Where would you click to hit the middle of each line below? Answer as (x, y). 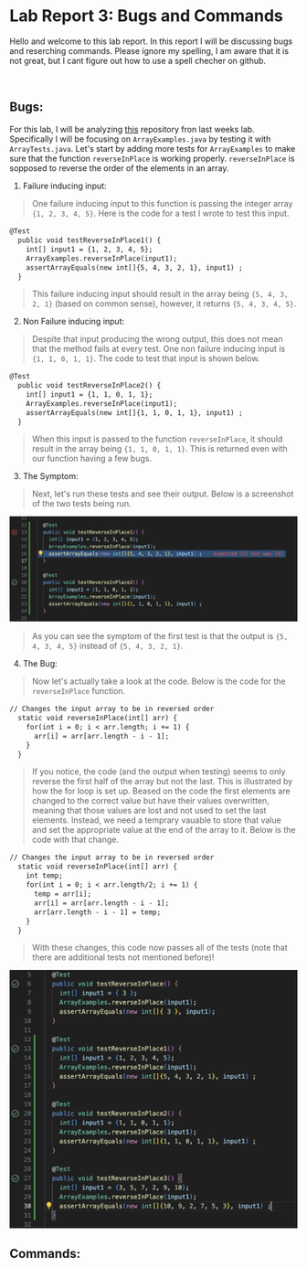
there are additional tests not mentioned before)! (123, 957)
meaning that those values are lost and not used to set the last (149, 811)
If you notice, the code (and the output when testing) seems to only (159, 772)
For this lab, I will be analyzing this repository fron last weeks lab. (132, 129)
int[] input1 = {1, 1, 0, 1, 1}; (90, 394)
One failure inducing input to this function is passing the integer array (162, 203)
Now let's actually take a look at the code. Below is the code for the (159, 681)
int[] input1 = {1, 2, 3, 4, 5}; (90, 249)
